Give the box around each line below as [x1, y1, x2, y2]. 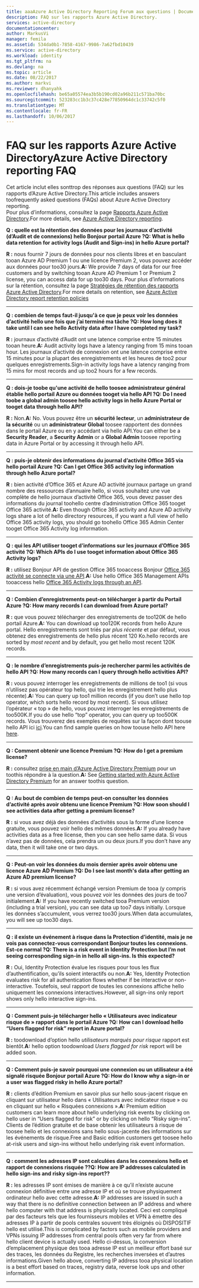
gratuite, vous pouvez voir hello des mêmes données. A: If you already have [6, 825, 191, 832]
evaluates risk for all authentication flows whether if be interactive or [6, 976, 174, 983]
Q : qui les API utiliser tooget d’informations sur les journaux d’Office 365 [6, 542, 190, 549]
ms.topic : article [6, 69, 52, 75]
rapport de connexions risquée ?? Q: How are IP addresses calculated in [6, 1164, 186, 1171]
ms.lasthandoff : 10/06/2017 [6, 113, 76, 119]
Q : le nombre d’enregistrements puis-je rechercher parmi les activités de [6, 662, 191, 669]
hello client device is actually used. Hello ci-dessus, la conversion [6, 1238, 167, 1245]
